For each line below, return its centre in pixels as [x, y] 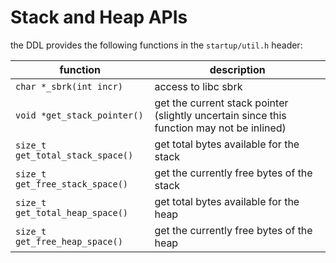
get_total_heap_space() [72, 212]
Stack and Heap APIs [99, 17]
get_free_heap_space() [69, 241]
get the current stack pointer [221, 103]
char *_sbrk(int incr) [69, 86]
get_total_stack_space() [74, 155]
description [237, 69]
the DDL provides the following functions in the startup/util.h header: [156, 45]
